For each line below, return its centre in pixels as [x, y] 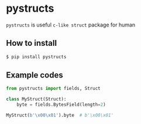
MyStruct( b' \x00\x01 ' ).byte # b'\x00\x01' [60, 115]
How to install [32, 43]
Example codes [35, 75]
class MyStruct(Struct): [36, 99]
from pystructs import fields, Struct [53, 89]
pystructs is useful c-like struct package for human [71, 25]
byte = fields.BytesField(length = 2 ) [61, 105]
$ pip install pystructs [36, 57]
